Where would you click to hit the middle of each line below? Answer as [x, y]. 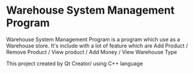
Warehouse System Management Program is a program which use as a [93, 39]
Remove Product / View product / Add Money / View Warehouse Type [92, 52]
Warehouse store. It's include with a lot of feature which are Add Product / [97, 46]
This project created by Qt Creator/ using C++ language [75, 64]
